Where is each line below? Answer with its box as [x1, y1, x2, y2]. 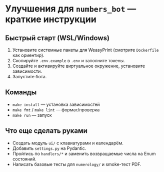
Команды [5, 88, 37, 97]
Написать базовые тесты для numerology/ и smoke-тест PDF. [12, 161, 141, 167]
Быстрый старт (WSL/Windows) [5, 34, 110, 42]
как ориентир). [12, 52, 45, 58]
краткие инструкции [5, 14, 96, 25]
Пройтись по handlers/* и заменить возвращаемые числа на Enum [12, 150, 156, 156]
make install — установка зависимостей [12, 101, 100, 107]
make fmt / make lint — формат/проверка [12, 106, 100, 113]
